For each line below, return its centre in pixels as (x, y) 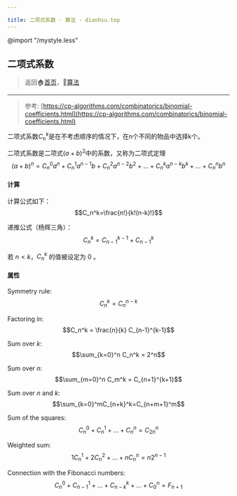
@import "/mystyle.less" (43, 40)
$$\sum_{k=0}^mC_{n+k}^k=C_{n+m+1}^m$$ (119, 404)
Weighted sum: (29, 445)
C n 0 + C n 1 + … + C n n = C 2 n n (119, 430)
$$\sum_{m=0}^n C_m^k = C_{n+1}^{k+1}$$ (119, 379)
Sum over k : (25, 344)
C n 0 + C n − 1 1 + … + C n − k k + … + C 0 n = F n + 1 (119, 485)
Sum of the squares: (37, 418)
